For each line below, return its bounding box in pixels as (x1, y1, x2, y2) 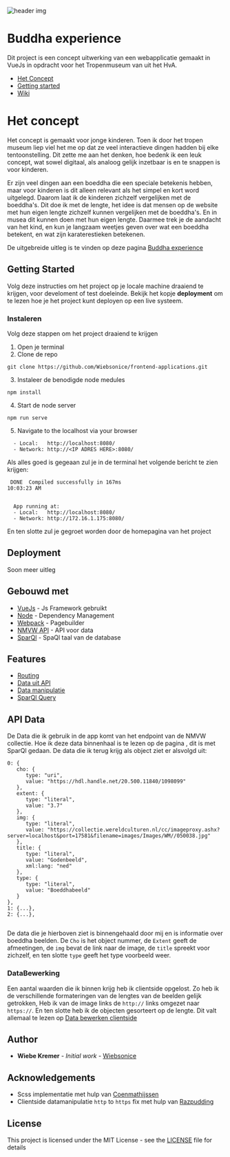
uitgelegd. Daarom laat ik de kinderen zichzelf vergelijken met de (7, 193, 191, 202)
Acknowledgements (7, 1071, 96, 1084)
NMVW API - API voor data (17, 626, 94, 634)
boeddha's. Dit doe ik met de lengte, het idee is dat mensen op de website (7, 200, 218, 209)
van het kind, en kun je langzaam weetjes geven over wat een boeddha (7, 222, 209, 231)
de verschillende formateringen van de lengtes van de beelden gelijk (7, 991, 202, 1000)
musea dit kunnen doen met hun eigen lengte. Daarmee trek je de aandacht (7, 215, 222, 224)
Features (7, 653, 46, 664)
